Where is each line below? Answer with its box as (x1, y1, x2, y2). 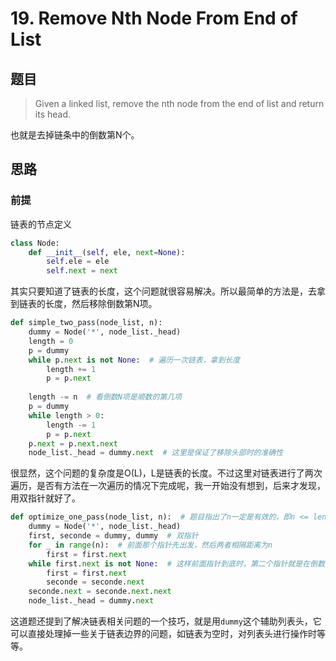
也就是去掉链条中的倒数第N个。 (10, 129, 140, 141)
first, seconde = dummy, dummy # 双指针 (28, 531, 199, 541)
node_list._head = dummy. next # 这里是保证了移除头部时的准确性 (28, 448, 284, 458)
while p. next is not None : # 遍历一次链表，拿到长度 (28, 355, 241, 365)
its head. (34, 108, 72, 120)
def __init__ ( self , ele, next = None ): (28, 247, 186, 257)
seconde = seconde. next (46, 577, 145, 587)
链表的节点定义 (10, 218, 72, 230)
